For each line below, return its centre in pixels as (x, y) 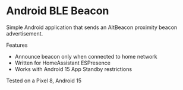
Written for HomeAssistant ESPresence (63, 63)
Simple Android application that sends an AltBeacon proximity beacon (92, 27)
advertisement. (25, 33)
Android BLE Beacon (58, 11)
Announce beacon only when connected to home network (86, 56)
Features (17, 45)
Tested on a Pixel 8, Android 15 (44, 81)
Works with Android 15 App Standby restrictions (73, 69)
